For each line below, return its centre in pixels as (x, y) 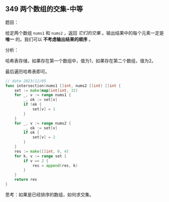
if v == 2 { (36, 161)
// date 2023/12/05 (26, 81)
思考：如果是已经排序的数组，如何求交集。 (50, 194)
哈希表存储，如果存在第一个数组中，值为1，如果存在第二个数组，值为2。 (81, 61)
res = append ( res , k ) (55, 166)
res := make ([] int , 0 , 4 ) (42, 151)
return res (26, 180)
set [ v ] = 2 (44, 137)
